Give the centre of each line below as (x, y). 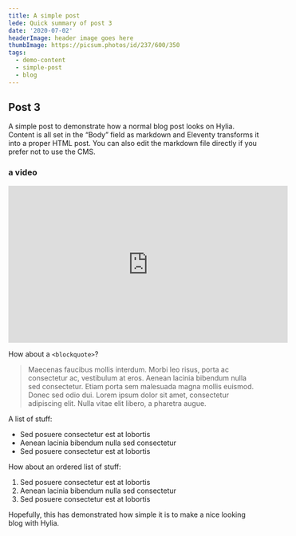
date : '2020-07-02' (41, 30)
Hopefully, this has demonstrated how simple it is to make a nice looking (127, 514)
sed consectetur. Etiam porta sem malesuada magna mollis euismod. (141, 386)
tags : (17, 53)
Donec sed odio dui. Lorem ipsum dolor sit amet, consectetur (128, 395)
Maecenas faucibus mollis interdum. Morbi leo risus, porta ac (128, 369)
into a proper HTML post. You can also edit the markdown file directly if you (133, 144)
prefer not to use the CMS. (52, 152)
